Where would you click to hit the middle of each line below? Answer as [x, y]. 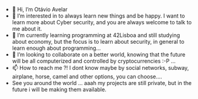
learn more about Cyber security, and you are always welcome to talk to [102, 22]
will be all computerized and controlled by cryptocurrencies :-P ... [94, 61]
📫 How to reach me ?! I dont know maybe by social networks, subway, [101, 68]
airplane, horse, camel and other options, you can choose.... [87, 77]
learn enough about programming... [56, 48]
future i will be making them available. [59, 89]
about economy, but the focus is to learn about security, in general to [98, 42]
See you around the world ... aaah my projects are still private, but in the [102, 83]
